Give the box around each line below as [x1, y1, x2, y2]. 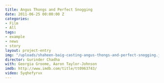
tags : [5, 30, 16, 35]
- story [5, 43, 21, 48]
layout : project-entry [5, 48, 51, 53]
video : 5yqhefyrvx [5, 71, 42, 76]
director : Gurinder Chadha [5, 57, 60, 62]
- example [5, 35, 25, 40]
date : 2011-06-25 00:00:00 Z [5, 12, 64, 17]
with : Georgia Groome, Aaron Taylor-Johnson [5, 62, 97, 66]
